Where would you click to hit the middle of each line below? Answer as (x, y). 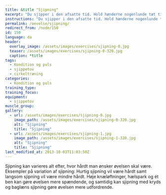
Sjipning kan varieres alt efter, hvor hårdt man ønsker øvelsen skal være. (79, 166)
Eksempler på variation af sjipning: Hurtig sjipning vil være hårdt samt (76, 171)
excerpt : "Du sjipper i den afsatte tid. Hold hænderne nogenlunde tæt (80, 14)
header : (13, 42)
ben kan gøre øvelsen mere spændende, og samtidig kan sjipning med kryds (83, 182)
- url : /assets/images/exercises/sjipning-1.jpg (61, 134)
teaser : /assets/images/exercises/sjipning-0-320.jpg (66, 51)
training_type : (21, 88)
